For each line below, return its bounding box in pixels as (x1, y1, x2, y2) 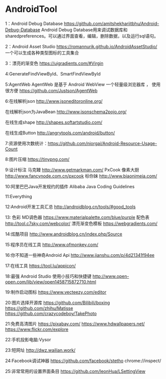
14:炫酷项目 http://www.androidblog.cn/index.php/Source (5, 231, 122, 237)
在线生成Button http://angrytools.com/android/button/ (5, 130, 115, 136)
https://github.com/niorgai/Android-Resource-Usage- (48, 140, 157, 146)
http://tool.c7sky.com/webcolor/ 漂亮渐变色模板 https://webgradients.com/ (5, 220, 158, 227)
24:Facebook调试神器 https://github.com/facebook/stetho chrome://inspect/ (5, 358, 162, 364)
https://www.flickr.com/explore (5, 326, 68, 332)
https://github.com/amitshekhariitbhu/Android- (63, 20, 160, 26)
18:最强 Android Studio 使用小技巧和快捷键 (5, 273, 92, 279)
